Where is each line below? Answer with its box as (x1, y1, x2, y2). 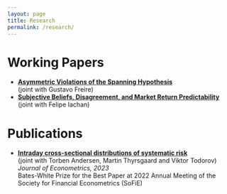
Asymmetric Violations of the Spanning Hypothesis (17, 77, 173, 86)
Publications (7, 125, 83, 141)
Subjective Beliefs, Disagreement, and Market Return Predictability (17, 93, 220, 102)
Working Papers (7, 54, 104, 70)
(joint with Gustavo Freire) (17, 85, 94, 94)
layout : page (7, 10, 46, 18)
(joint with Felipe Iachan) (17, 100, 90, 109)
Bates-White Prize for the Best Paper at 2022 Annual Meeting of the (17, 171, 216, 180)
